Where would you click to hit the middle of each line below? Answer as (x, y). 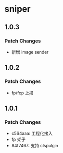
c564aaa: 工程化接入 (32, 134)
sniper (18, 9)
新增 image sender (30, 52)
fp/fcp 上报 (22, 93)
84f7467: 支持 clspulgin (35, 146)
